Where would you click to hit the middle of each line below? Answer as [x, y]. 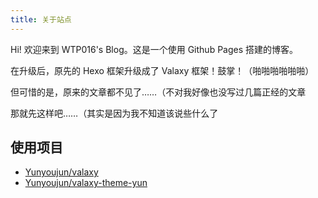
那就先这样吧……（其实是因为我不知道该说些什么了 [114, 113]
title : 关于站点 [41, 19]
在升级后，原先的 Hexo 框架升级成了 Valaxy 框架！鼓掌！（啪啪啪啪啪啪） [162, 70]
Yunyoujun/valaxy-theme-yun [86, 183]
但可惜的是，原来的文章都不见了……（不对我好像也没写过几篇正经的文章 [158, 92]
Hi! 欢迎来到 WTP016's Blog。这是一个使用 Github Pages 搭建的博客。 [154, 49]
